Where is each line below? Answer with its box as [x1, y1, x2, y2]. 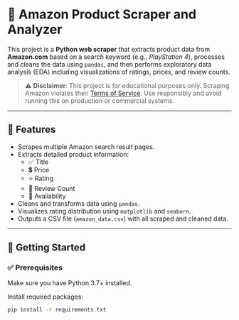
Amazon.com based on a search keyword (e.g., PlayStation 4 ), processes [7, 53, 225, 61]
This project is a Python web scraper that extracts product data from [7, 45, 211, 53]
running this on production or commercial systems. [24, 96, 174, 105]
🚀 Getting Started [7, 241, 86, 254]
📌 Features [7, 123, 56, 136]
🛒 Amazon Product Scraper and [7, 6, 197, 23]
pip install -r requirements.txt [7, 307, 107, 314]
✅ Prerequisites [7, 263, 63, 272]
